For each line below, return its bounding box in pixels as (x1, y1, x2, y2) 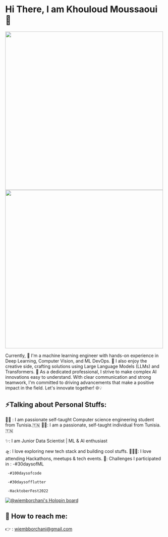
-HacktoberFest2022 (7, 488, 49, 493)
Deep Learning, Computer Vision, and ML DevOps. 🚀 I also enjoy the (5, 357, 147, 364)
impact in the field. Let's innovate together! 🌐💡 (5, 384, 102, 391)
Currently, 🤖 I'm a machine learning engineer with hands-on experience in (5, 352, 159, 359)
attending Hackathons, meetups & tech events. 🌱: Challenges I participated (5, 455, 161, 461)
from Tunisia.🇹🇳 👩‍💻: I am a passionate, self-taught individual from (5, 422, 144, 428)
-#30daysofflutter (7, 479, 46, 485)
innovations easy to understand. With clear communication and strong (5, 374, 151, 380)
